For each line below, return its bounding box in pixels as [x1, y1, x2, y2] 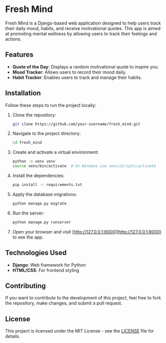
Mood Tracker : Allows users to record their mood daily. [12, 69, 126, 75]
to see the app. [12, 234, 44, 240]
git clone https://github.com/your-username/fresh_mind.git [12, 121, 140, 126]
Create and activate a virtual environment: [12, 149, 99, 155]
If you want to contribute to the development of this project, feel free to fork [5, 295, 161, 301]
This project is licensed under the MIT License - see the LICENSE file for [5, 328, 154, 334]
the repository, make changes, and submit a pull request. [5, 300, 122, 306]
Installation [5, 89, 41, 97]
